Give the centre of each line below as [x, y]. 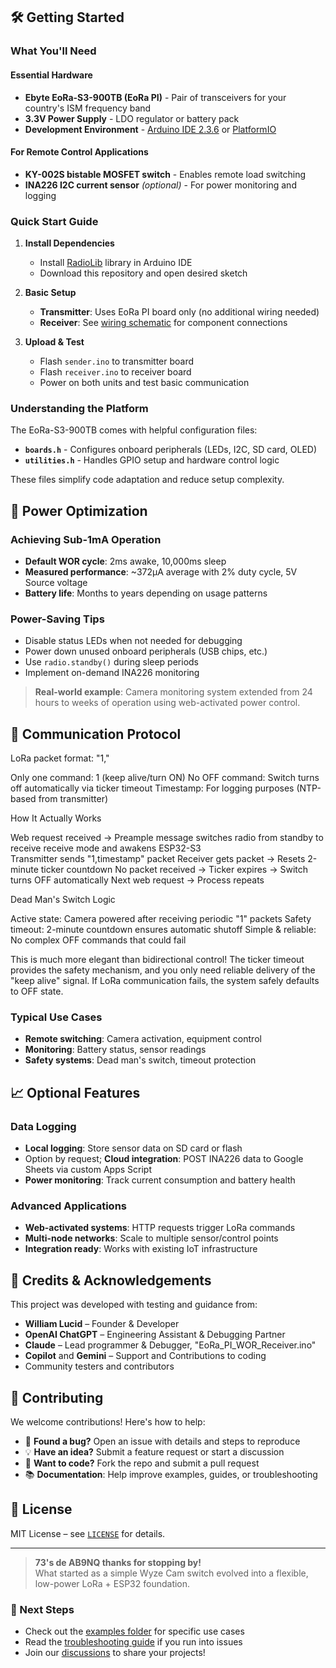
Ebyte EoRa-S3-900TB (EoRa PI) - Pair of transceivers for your [155, 97]
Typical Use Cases [56, 1017]
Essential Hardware [51, 75]
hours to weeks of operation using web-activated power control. [167, 703]
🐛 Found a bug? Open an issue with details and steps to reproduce [162, 1441]
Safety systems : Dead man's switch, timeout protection [140, 1060]
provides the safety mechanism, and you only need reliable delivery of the [163, 970]
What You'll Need [53, 51]
